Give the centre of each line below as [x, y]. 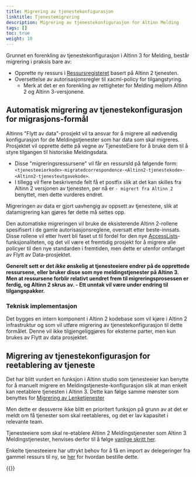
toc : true [18, 33]
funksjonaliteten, [26, 242]
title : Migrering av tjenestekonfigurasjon [60, 11]
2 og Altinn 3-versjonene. [54, 92]
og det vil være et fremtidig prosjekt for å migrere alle [111, 242]
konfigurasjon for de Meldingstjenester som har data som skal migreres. [93, 139]
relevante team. [25, 421]
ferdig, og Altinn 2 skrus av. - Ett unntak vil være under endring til [87, 284]
